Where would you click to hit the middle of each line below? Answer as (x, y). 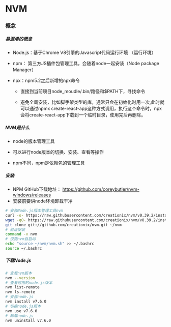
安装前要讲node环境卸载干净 (42, 201)
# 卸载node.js (20, 316)
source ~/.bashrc (24, 249)
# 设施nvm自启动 (21, 239)
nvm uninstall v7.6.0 (28, 320)
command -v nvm (21, 234)
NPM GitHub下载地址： (37, 189)
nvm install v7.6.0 (26, 302)
